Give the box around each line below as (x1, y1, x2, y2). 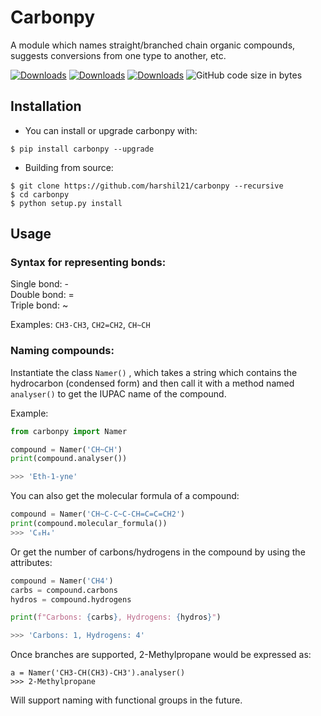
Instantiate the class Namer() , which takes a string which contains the (10, 366, 298, 378)
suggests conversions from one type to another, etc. (10, 49, 227, 61)
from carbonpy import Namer (10, 426, 128, 436)
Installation (10, 98, 82, 115)
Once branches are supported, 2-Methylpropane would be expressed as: (10, 649, 312, 661)
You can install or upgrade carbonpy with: (24, 124, 198, 136)
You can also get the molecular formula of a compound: (10, 490, 240, 502)
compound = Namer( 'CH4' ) (10, 576, 114, 586)
